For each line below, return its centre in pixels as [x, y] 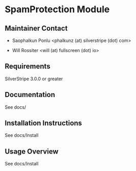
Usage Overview [32, 151]
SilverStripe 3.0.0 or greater [34, 79]
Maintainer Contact [36, 28]
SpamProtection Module [57, 9]
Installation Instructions [44, 123]
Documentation [30, 95]
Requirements [28, 67]
